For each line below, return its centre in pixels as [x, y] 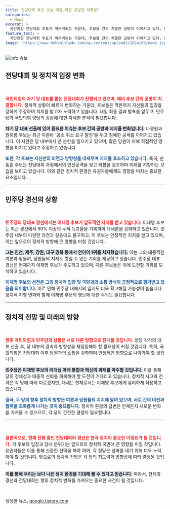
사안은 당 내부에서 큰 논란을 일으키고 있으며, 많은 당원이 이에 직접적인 [89, 141]
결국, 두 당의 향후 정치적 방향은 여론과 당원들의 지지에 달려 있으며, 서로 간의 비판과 [85, 400]
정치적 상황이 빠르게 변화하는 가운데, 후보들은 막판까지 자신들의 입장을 [93, 105]
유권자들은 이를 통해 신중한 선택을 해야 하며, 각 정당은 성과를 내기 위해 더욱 [79, 451]
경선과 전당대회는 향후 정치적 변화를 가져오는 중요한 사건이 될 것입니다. [75, 481]
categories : [18, 15]
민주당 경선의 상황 [31, 199]
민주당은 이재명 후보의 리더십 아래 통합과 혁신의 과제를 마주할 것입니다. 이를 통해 [83, 370]
